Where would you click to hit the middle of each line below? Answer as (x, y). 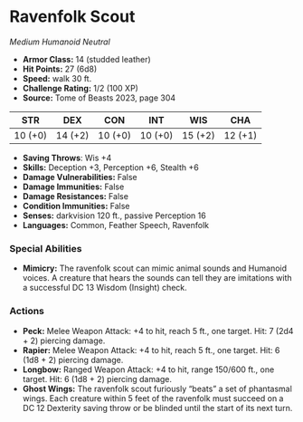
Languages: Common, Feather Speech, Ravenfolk (116, 225)
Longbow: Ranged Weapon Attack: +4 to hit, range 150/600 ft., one (148, 369)
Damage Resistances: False (76, 196)
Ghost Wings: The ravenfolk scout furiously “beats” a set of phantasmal (157, 388)
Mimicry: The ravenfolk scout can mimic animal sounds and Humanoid (155, 268)
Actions (27, 312)
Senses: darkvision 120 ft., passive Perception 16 (114, 216)
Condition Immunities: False (76, 206)
